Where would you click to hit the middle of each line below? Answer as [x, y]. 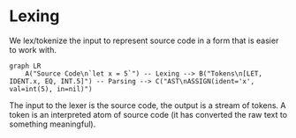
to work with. [33, 49]
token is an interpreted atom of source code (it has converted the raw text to [148, 114]
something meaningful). [53, 124]
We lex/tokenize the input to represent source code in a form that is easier [144, 40]
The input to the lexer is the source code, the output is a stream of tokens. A [148, 105]
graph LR [25, 66]
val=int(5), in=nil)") [51, 89]
